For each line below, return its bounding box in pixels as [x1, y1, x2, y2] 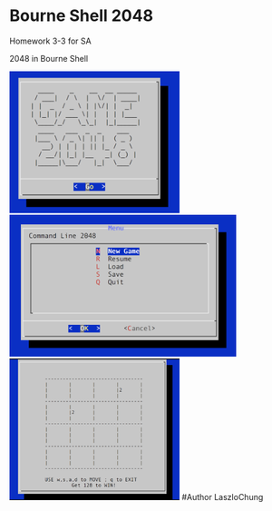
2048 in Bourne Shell [9, 53, 89, 64]
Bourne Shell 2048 [9, 5, 154, 26]
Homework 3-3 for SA [9, 35, 92, 46]
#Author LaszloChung [180, 491, 264, 502]
